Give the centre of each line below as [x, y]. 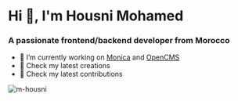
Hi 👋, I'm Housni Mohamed [96, 16]
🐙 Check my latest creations [65, 66]
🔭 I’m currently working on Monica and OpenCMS [99, 57]
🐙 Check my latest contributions [71, 74]
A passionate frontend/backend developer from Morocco [119, 41]
